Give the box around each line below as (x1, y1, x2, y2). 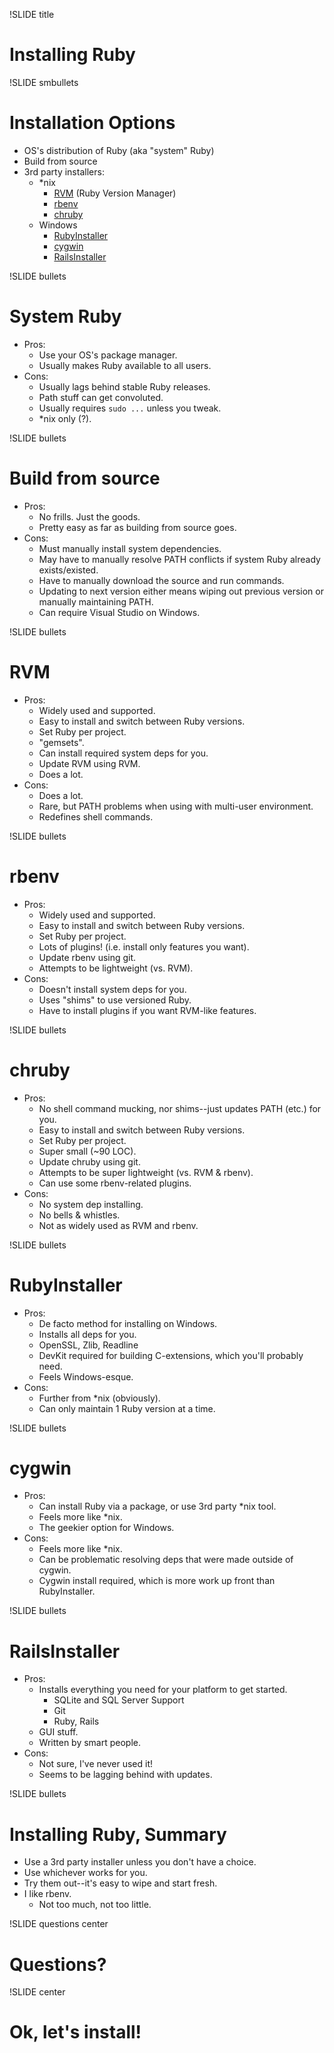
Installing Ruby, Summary (9, 1823, 227, 1846)
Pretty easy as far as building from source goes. (38, 521, 237, 533)
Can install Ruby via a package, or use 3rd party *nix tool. (38, 1500, 277, 1513)
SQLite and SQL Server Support (53, 1694, 185, 1706)
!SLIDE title (9, 9, 55, 20)
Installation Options (9, 112, 176, 134)
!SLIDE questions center (9, 1918, 109, 1930)
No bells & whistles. (38, 1209, 121, 1221)
